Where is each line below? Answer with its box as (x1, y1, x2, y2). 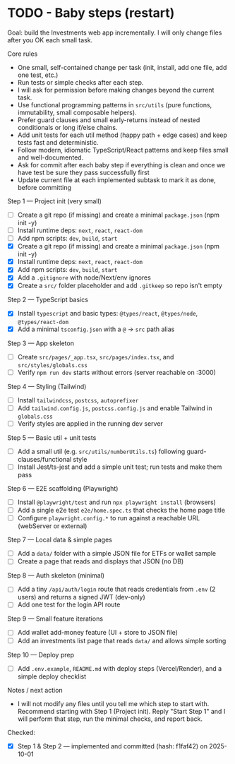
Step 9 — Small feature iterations (7, 614, 104, 623)
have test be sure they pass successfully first (17, 168, 150, 177)
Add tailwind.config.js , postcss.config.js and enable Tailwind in (17, 404, 212, 412)
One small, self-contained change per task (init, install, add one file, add (17, 63, 227, 71)
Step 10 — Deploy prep (7, 650, 74, 659)
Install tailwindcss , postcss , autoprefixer (17, 395, 139, 404)
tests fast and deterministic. (17, 138, 99, 146)
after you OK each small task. (7, 35, 93, 44)
